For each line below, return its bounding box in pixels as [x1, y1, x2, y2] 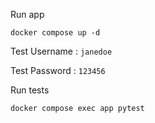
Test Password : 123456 [10, 65, 106, 76]
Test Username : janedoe [10, 45, 113, 57]
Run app [10, 9, 45, 20]
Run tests [10, 84, 50, 96]
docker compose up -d [10, 28, 101, 38]
